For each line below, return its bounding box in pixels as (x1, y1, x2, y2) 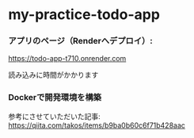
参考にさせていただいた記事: (8, 111, 101, 121)
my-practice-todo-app (8, 6, 161, 24)
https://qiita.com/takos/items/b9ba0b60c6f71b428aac (8, 121, 186, 130)
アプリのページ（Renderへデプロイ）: (8, 36, 153, 47)
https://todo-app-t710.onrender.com (8, 54, 127, 63)
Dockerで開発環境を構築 (8, 92, 101, 103)
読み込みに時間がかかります (8, 70, 99, 80)
